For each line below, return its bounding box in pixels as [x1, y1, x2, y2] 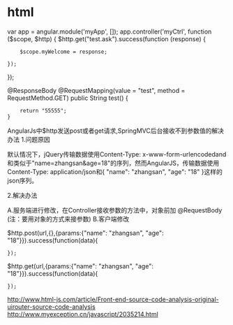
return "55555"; [20, 107, 68, 114]
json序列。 [7, 176, 38, 185]
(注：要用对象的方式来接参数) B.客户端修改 [7, 215, 130, 223]
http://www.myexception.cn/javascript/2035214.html [7, 310, 158, 318]
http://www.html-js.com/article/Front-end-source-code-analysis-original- [7, 295, 219, 303]
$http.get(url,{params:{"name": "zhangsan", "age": [7, 261, 153, 270]
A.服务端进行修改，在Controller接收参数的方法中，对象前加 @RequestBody [7, 205, 223, 214]
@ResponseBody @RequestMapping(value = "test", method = [7, 86, 186, 94]
